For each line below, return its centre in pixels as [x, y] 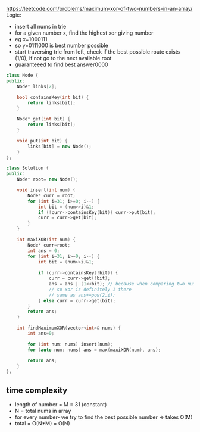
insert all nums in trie [40, 27]
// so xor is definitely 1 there [90, 289]
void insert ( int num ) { [46, 190]
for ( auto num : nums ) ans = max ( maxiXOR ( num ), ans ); [94, 350]
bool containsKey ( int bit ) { [53, 97]
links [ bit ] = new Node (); [60, 146]
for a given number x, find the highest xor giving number [84, 33]
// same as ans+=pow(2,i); [82, 295]
